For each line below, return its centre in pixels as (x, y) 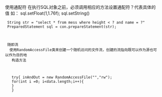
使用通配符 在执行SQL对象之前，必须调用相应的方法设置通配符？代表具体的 (81, 7)
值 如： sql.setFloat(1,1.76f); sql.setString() (47, 13)
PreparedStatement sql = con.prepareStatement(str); (62, 27)
